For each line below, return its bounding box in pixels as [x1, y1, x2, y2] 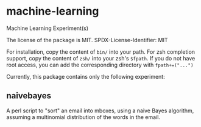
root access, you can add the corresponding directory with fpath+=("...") [6, 61, 194, 68]
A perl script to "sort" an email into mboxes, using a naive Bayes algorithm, [6, 107, 194, 114]
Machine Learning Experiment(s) [6, 24, 89, 32]
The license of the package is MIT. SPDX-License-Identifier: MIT [6, 36, 168, 43]
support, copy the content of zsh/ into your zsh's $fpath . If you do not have [6, 54, 196, 62]
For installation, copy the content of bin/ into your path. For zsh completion [6, 48, 196, 56]
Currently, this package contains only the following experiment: [6, 73, 166, 80]
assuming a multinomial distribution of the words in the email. [6, 113, 160, 120]
